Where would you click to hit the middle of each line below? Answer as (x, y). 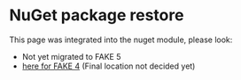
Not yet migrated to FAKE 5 (71, 56)
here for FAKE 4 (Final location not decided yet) (109, 66)
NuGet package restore (97, 15)
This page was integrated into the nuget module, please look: (121, 40)
